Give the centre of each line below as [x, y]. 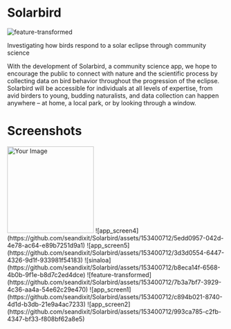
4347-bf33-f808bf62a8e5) [46, 319]
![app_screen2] [109, 304]
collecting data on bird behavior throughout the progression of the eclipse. [113, 80]
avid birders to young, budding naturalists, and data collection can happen [113, 96]
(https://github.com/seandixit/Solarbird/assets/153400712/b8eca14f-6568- [114, 267]
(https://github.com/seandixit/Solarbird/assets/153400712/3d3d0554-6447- [116, 252]
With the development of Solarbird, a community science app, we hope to [112, 66]
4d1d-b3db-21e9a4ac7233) [47, 304]
